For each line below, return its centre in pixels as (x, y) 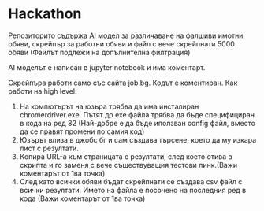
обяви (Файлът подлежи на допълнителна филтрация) (99, 52)
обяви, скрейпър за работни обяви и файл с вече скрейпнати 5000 (121, 43)
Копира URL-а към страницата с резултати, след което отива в (126, 156)
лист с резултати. (49, 148)
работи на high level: (43, 91)
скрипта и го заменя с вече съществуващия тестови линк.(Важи (128, 165)
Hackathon (45, 14)
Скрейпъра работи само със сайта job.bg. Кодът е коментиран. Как (123, 83)
